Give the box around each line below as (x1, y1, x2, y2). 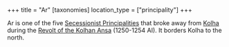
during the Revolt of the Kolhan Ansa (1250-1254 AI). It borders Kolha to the (7, 27, 223, 34)
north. (7, 33, 25, 42)
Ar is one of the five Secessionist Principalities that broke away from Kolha (7, 19, 219, 27)
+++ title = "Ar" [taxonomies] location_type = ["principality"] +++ (7, 6, 192, 14)
